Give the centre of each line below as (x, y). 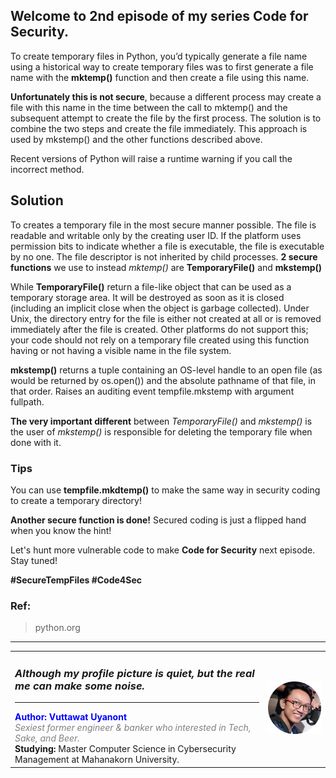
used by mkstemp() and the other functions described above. (136, 139)
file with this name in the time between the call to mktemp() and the (149, 107)
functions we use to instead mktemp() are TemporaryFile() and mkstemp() (166, 267)
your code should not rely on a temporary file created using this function (160, 340)
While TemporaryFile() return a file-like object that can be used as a (151, 286)
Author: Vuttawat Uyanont (71, 717)
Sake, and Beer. (47, 738)
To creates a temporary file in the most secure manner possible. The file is (163, 225)
